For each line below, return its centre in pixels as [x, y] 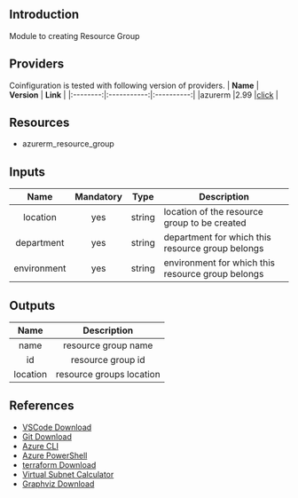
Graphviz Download [58, 484]
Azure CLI [40, 446]
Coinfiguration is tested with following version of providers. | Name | [134, 85]
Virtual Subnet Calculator [68, 474]
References [42, 406]
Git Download [47, 436]
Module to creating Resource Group [74, 36]
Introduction [44, 15]
